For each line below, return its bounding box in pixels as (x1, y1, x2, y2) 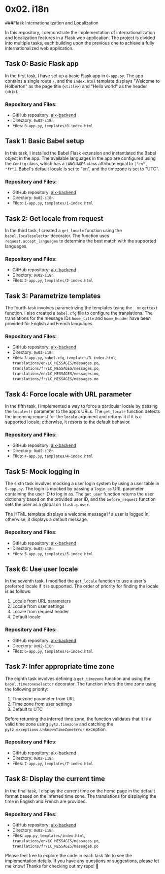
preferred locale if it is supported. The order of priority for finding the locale (5, 583, 159, 589)
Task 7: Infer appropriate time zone (5, 662, 115, 671)
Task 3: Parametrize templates (5, 291, 101, 300)
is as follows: (5, 588, 32, 594)
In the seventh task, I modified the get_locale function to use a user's (5, 578, 146, 584)
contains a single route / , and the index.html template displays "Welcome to (5, 78, 160, 84)
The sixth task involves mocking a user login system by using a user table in (5, 481, 160, 486)
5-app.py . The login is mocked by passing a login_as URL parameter (5, 486, 144, 492)
